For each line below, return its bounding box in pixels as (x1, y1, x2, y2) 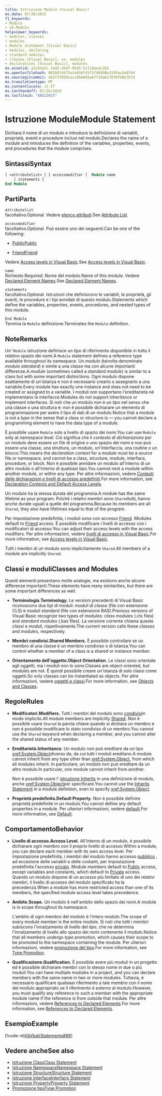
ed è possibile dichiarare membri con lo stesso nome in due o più (12, 964, 142, 970)
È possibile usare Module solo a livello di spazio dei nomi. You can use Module (5, 430, 156, 435)
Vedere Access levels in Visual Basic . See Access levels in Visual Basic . (5, 259, 147, 265)
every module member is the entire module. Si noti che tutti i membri (12, 919, 149, 924)
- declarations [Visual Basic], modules (5, 61, 88, 66)
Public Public (12, 240, 37, 246)
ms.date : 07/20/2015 (5, 12, 47, 17)
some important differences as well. (5, 588, 76, 594)
